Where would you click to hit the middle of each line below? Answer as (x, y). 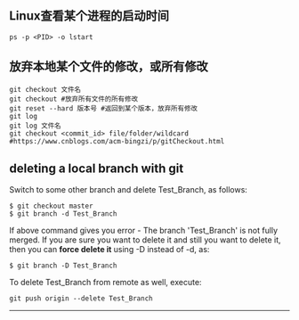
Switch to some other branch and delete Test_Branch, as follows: (128, 190)
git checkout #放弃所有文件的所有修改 (74, 99)
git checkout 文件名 (45, 89)
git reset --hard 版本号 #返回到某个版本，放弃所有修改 (104, 108)
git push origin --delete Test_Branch (81, 299)
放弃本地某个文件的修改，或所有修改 (109, 66)
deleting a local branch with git (97, 169)
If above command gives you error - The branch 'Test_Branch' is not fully (144, 231)
